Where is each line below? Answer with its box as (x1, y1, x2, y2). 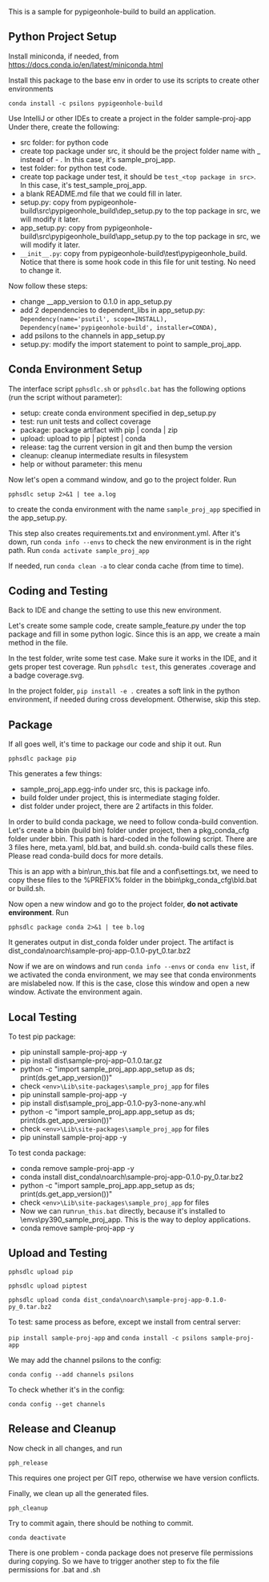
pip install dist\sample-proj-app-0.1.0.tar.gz (19, 1055, 163, 1066)
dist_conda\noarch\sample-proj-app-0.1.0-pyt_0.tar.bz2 (8, 946, 191, 956)
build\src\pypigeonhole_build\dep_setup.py (19, 205, 163, 215)
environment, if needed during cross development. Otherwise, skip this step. (8, 694, 261, 705)
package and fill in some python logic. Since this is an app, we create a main (8, 629, 260, 639)
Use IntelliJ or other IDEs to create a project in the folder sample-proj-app (8, 113, 251, 123)
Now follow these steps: (8, 281, 88, 291)
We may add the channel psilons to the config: (8, 1355, 162, 1364)
